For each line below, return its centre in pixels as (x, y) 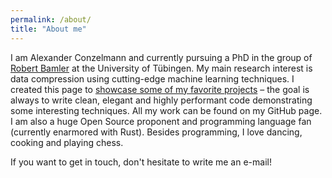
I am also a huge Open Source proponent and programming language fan (161, 121)
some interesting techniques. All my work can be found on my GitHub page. (166, 110)
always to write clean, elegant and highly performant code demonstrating (161, 100)
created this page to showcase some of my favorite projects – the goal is (160, 89)
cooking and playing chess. (67, 142)
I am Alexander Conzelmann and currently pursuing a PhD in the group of (161, 57)
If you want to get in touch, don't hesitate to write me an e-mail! (141, 162)
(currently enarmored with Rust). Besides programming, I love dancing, (156, 132)
